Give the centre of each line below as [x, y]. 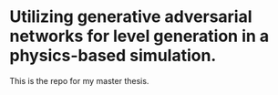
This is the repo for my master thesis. [79, 80]
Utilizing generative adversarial [131, 17]
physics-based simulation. [113, 56]
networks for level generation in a [139, 36]
